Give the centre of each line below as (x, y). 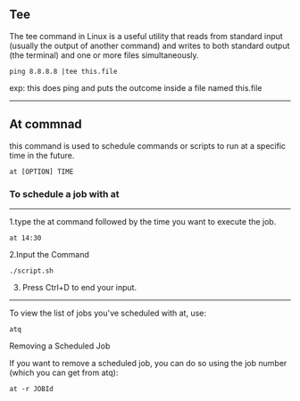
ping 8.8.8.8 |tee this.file (63, 71)
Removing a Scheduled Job (60, 346)
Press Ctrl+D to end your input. (79, 287)
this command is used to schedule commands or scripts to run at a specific (148, 145)
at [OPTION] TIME (42, 172)
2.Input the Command (49, 254)
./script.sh (31, 271)
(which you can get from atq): (64, 372)
